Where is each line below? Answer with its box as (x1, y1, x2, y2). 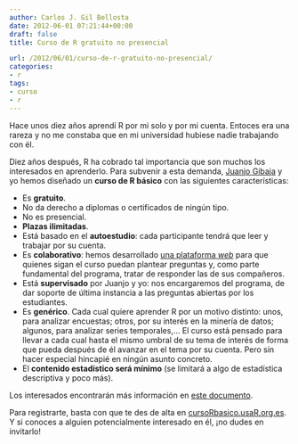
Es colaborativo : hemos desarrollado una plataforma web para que (21, 249, 269, 259)
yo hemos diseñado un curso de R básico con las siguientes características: (9, 175, 289, 185)
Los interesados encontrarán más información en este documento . (9, 390, 254, 400)
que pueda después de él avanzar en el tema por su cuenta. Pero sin (21, 344, 275, 355)
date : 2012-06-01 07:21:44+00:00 (9, 21, 133, 30)
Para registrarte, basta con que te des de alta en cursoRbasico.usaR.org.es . (9, 407, 287, 417)
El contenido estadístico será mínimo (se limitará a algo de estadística (21, 363, 283, 374)
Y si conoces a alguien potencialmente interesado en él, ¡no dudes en (9, 416, 264, 427)
